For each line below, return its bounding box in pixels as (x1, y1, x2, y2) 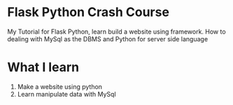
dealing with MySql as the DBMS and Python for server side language (7, 34, 209, 43)
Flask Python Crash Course (7, 4, 170, 20)
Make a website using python (17, 82, 103, 91)
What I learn (7, 59, 79, 76)
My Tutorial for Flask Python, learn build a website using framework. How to (7, 27, 226, 36)
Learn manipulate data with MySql (17, 90, 117, 98)
